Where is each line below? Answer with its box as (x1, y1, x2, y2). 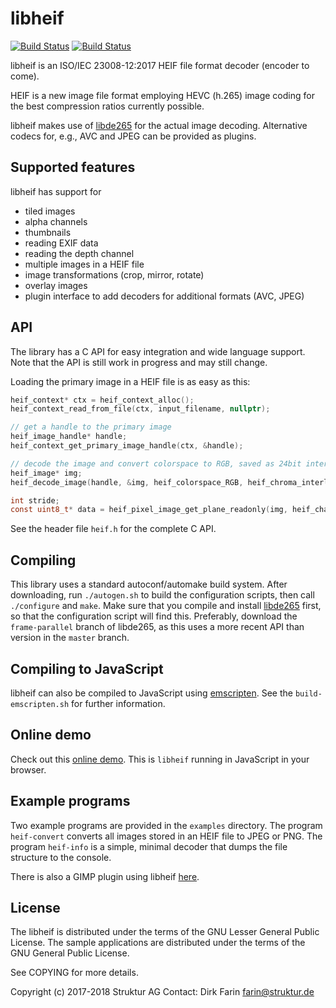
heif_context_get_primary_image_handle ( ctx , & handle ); (10, 441, 244, 451)
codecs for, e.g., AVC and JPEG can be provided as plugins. (10, 130, 257, 142)
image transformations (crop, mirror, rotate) (24, 268, 205, 281)
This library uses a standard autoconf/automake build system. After (10, 578, 288, 591)
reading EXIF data (24, 237, 99, 249)
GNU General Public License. (10, 947, 130, 959)
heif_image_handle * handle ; (10, 432, 128, 442)
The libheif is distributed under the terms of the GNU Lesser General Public (10, 926, 320, 938)
